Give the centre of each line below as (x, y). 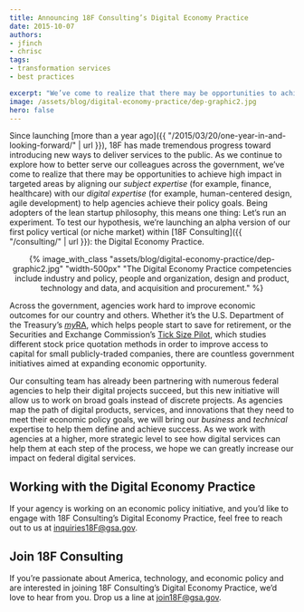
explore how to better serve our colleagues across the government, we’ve (147, 165)
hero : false (32, 110)
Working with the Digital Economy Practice (133, 486)
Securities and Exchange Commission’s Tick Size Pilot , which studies (138, 335)
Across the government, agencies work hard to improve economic (133, 306)
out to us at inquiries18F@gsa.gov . (74, 528)
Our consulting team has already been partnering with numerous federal (144, 381)
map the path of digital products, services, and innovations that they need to (152, 410)
